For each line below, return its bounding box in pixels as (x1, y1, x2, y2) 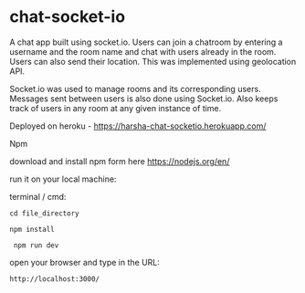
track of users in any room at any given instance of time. (9, 102, 222, 113)
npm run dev (13, 240, 59, 250)
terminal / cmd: (9, 191, 67, 202)
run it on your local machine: (9, 173, 117, 184)
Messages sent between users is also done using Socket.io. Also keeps (9, 93, 279, 104)
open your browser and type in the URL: (9, 256, 160, 267)
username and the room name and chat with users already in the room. (9, 46, 277, 57)
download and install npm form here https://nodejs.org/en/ (9, 155, 230, 166)
